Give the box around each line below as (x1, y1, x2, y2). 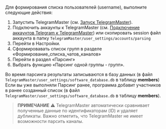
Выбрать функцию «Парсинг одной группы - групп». (12, 62, 125, 67)
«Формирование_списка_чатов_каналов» (12, 51, 101, 57)
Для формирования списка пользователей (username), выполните (5, 4, 147, 10)
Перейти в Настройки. (12, 40, 61, 46)
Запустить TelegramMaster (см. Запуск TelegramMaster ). (12, 19, 133, 25)
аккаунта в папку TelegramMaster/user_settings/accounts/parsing (12, 35, 151, 41)
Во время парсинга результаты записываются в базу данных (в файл (5, 71, 153, 77)
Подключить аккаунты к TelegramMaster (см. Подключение (12, 24, 140, 30)
